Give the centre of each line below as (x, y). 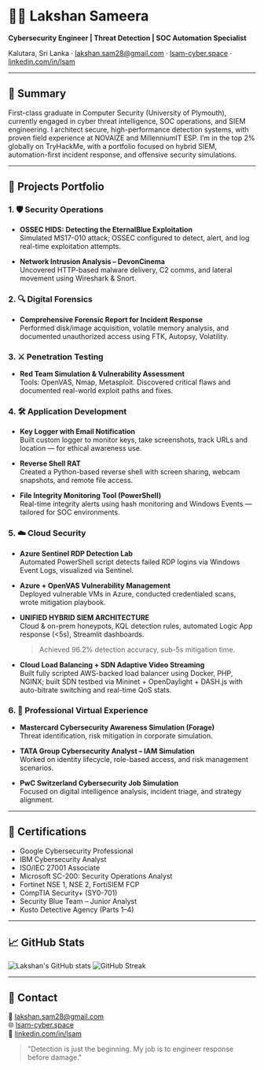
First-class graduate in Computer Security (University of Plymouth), (117, 113)
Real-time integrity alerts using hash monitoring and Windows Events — (136, 504)
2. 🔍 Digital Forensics (50, 299)
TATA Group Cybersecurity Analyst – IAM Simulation (107, 751)
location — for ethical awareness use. (81, 448)
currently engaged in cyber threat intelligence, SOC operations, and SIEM (127, 121)
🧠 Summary (37, 94)
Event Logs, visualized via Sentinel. (77, 570)
